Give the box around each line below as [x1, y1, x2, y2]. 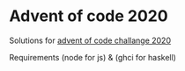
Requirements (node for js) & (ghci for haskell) [9, 52, 176, 62]
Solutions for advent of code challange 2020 [9, 35, 172, 46]
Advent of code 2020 [9, 6, 169, 26]
